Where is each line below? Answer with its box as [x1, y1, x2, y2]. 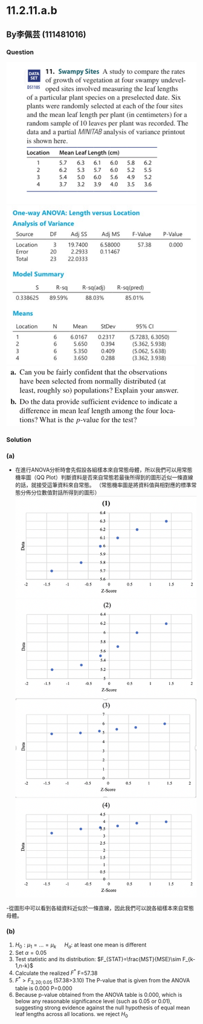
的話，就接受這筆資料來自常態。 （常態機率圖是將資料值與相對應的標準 [14, 481, 192, 489]
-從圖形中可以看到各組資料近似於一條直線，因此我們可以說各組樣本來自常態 [6, 904, 195, 911]
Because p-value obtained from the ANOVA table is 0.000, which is [14, 991, 182, 998]
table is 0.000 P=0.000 [14, 985, 72, 992]
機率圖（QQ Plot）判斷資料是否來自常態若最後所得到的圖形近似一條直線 [14, 474, 193, 481]
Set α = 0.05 [14, 949, 47, 956]
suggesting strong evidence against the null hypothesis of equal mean [14, 1003, 190, 1011]
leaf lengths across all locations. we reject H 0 [14, 1010, 128, 1019]
